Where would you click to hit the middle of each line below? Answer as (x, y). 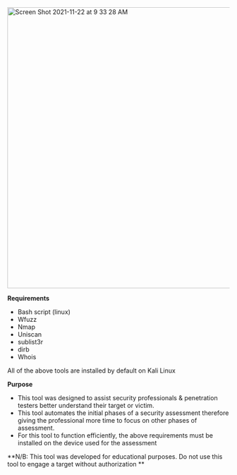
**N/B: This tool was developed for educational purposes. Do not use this (115, 457)
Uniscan (30, 334)
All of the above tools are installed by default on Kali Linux (92, 371)
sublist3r (30, 342)
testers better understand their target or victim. (86, 405)
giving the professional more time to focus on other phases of (107, 420)
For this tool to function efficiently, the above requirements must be (115, 435)
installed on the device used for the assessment (87, 443)
